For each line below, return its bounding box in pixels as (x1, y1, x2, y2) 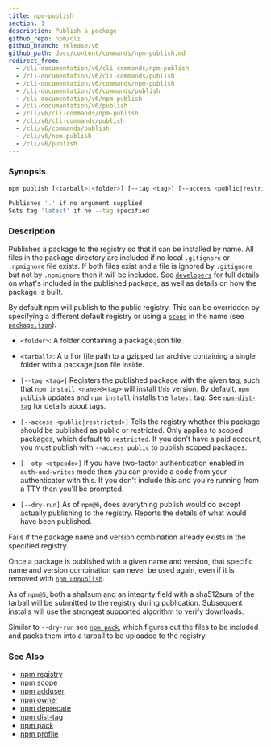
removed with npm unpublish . (8, 573, 105, 583)
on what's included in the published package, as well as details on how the (8, 278, 257, 287)
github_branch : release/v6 (8, 42, 99, 50)
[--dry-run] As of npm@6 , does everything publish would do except (19, 499, 241, 509)
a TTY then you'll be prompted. (19, 484, 124, 493)
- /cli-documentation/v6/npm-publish (15, 94, 143, 103)
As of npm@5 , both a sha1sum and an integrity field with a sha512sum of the (8, 589, 255, 598)
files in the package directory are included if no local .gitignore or (8, 252, 231, 262)
